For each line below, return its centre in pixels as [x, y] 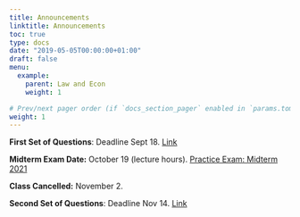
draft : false [33, 59]
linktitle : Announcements [57, 26]
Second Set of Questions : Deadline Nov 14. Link [98, 204]
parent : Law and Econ [65, 84]
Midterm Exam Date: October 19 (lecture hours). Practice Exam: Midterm [144, 159]
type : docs [29, 42]
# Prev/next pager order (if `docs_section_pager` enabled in [127, 108]
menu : [19, 68]
